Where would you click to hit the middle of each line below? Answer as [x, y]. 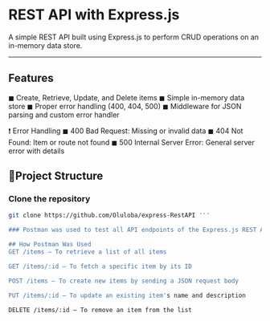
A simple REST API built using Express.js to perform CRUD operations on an [134, 37]
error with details [37, 151]
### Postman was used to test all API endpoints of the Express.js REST [133, 230]
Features [31, 78]
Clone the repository [49, 199]
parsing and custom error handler [64, 115]
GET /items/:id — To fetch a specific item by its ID [100, 266]
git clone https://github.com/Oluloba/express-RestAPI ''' [109, 215]
